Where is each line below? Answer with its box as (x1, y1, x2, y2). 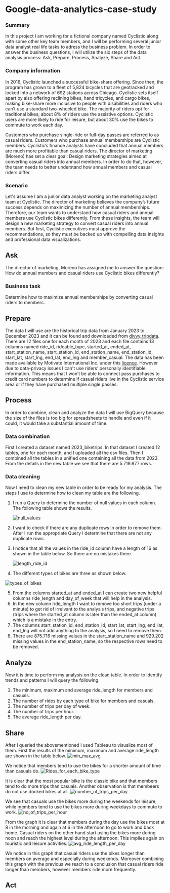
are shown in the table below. (5, 753, 67, 759)
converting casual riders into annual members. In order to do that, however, (5, 158, 162, 165)
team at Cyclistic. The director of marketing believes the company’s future (5, 199, 160, 205)
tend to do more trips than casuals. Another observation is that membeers (5, 783, 159, 789)
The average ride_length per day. (12, 714, 82, 720)
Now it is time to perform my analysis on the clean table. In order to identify (5, 672, 162, 678)
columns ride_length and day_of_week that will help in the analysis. (12, 595, 152, 601)
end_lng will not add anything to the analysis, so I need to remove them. (12, 628, 162, 634)
